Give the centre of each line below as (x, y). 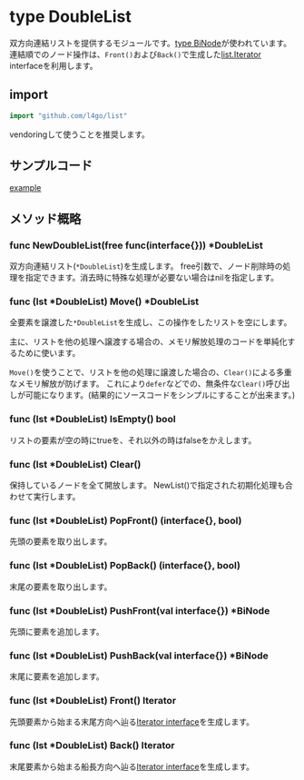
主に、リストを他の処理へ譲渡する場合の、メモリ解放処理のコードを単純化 (148, 341)
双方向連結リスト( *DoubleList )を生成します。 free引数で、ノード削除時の (146, 266)
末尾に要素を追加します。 (57, 676)
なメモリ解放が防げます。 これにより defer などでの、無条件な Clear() (137, 384)
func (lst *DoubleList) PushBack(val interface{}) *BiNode (139, 656)
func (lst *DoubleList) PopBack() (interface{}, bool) (125, 566)
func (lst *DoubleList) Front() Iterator (93, 701)
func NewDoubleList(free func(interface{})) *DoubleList (136, 245)
